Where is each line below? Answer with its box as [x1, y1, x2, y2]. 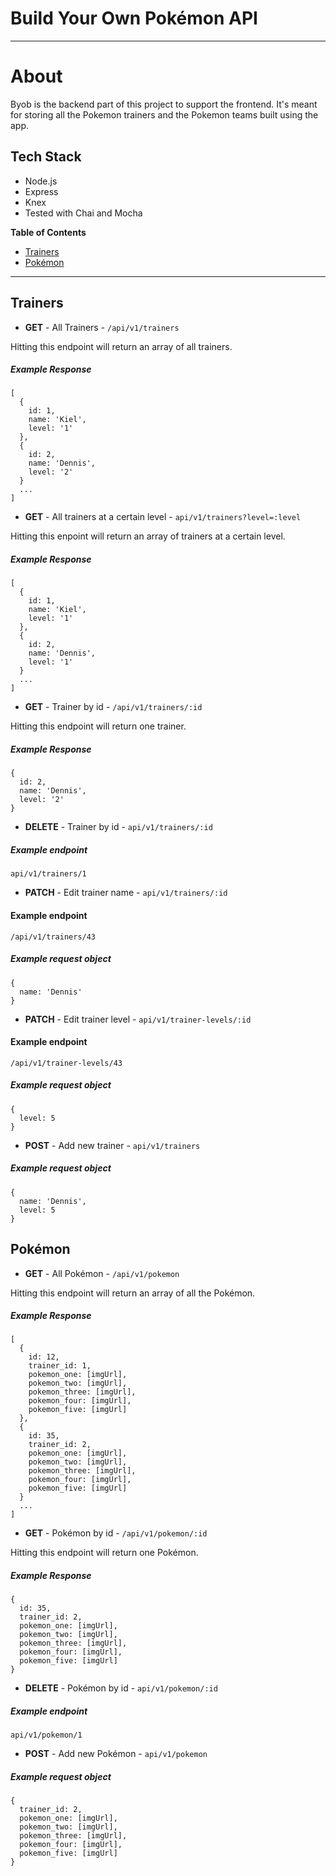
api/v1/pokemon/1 [10, 1730, 83, 1741]
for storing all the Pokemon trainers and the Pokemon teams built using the [10, 108, 319, 121]
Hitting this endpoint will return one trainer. [10, 720, 187, 732]
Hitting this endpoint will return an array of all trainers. [10, 340, 233, 352]
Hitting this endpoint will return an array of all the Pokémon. [10, 1287, 256, 1299]
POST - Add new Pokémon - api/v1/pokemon [24, 1748, 208, 1760]
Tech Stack [10, 148, 82, 166]
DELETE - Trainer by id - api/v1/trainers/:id [24, 821, 213, 833]
